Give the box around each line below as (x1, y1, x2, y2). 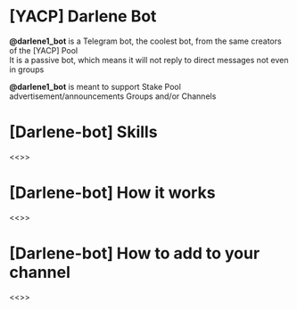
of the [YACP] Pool (9, 45, 78, 55)
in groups (9, 64, 45, 75)
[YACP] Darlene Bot (9, 6, 157, 27)
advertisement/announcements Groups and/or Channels (9, 91, 217, 102)
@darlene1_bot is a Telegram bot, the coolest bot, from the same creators (9, 36, 283, 46)
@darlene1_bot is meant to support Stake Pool (9, 81, 181, 92)
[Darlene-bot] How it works (9, 183, 216, 203)
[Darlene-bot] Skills (9, 122, 158, 142)
